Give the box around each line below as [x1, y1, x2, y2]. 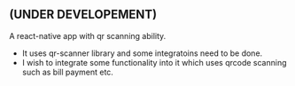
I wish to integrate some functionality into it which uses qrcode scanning [21, 57, 287, 67]
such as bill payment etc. [21, 66, 113, 77]
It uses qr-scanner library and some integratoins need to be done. [21, 48, 263, 59]
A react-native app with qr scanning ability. [9, 30, 167, 41]
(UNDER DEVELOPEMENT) [9, 7, 158, 22]
